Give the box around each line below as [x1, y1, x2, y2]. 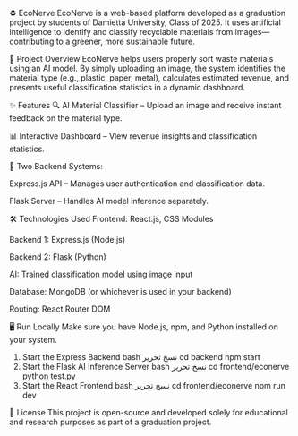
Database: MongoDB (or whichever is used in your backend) [9, 286, 233, 296]
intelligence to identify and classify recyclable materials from [9, 27, 234, 37]
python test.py [21, 371, 76, 381]
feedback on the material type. [9, 113, 123, 124]
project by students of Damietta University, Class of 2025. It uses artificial [9, 17, 282, 28]
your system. [9, 335, 58, 345]
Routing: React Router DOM [9, 303, 111, 314]
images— [234, 27, 270, 37]
